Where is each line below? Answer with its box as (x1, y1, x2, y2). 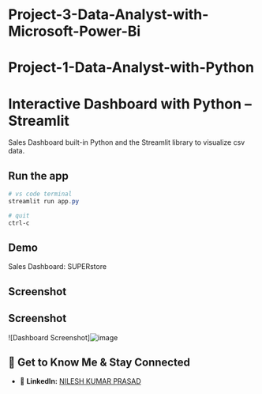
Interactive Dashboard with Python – (8, 95, 253, 112)
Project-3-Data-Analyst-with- (8, 6, 209, 24)
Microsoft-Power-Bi (8, 22, 141, 40)
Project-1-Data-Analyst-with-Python (8, 59, 255, 77)
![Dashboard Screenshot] (8, 332, 91, 342)
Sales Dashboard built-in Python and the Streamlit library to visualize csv (8, 138, 245, 147)
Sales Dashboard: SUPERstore (8, 262, 107, 271)
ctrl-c (8, 219, 30, 227)
